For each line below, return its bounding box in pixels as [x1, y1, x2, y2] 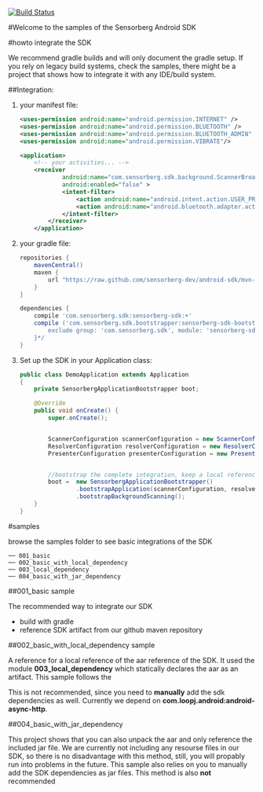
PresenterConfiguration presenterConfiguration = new [48, 449, 228, 457]
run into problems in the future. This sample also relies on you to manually [8, 759, 247, 769]
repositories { [19, 254, 70, 262]
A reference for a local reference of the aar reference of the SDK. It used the [8, 655, 255, 665]
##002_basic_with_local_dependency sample [8, 640, 155, 650]
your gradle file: [19, 239, 71, 248]
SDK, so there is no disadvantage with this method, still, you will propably [8, 751, 246, 761]
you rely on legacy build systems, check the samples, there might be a [8, 61, 236, 71]
